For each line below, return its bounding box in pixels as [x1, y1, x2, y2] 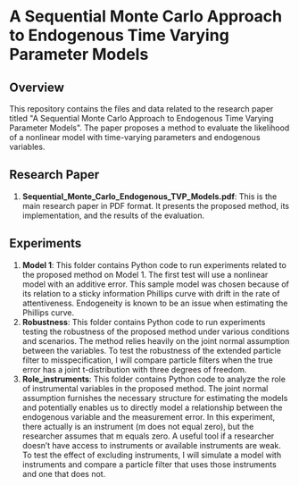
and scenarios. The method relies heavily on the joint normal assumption [21, 335, 290, 346]
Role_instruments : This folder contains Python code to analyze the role [21, 373, 286, 384]
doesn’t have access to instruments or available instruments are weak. [21, 440, 281, 450]
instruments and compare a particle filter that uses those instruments [21, 458, 277, 470]
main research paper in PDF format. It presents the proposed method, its [21, 200, 290, 211]
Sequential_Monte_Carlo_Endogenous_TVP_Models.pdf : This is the [21, 190, 278, 202]
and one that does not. [21, 468, 106, 479]
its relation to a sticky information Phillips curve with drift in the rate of [21, 288, 280, 298]
